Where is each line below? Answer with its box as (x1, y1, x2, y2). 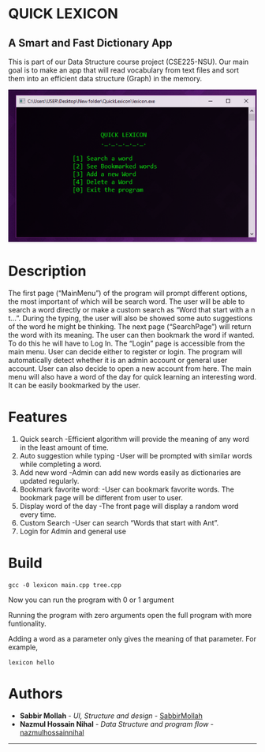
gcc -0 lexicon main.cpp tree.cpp (8, 582, 122, 589)
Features (8, 408, 68, 426)
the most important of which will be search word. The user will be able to (8, 297, 245, 306)
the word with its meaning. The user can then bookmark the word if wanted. (8, 331, 255, 340)
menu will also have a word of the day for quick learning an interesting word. (8, 372, 257, 382)
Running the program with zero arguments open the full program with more (8, 611, 252, 620)
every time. (19, 510, 57, 519)
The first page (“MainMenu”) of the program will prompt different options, (8, 289, 248, 298)
